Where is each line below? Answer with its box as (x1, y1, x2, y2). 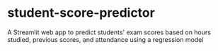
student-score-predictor (7, 5, 156, 21)
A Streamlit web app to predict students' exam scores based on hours (7, 28, 211, 36)
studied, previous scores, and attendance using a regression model (7, 35, 204, 43)
